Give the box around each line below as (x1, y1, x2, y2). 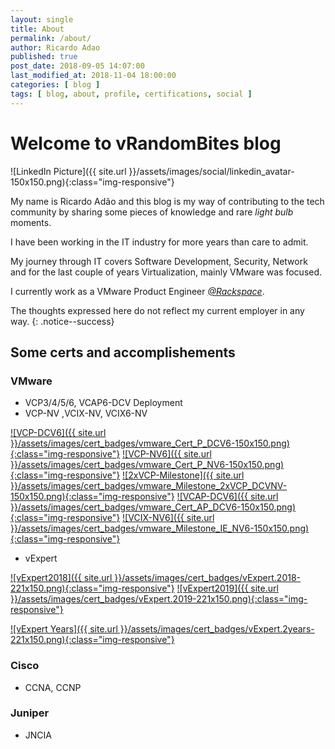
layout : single (10, 14, 74, 25)
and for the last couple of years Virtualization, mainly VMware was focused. (10, 266, 323, 278)
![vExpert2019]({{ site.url (176, 582, 279, 595)
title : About (10, 24, 65, 34)
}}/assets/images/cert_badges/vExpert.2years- (119, 623, 315, 635)
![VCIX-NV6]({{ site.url (122, 512, 215, 524)
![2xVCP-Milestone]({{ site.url (122, 469, 245, 481)
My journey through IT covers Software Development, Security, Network (10, 255, 308, 267)
